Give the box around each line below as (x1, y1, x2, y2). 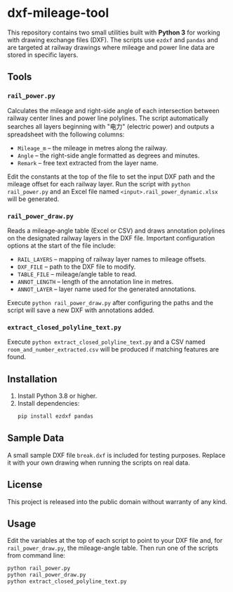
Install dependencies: (17, 399, 80, 408)
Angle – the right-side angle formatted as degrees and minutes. (17, 151, 200, 160)
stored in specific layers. (7, 51, 79, 59)
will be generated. (7, 195, 60, 203)
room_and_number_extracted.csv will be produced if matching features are (7, 345, 220, 354)
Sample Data (7, 432, 65, 444)
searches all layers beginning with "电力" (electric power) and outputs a (7, 122, 215, 131)
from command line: (7, 551, 65, 560)
